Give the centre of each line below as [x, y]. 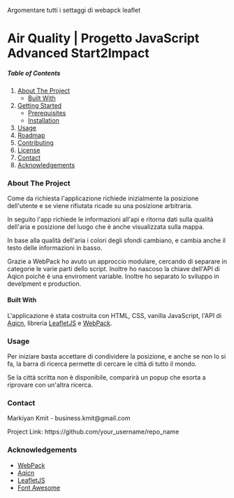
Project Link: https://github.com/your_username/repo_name [93, 432]
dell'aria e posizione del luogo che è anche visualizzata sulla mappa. [106, 227]
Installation [43, 120]
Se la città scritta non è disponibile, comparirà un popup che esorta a [107, 377]
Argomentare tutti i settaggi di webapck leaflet [74, 10]
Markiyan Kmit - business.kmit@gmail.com [69, 418]
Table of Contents [34, 73]
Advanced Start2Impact [78, 54]
